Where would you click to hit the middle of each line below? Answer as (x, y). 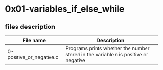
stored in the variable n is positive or (107, 54)
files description (30, 27)
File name (34, 40)
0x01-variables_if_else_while (65, 9)
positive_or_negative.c (33, 57)
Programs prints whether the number (107, 48)
